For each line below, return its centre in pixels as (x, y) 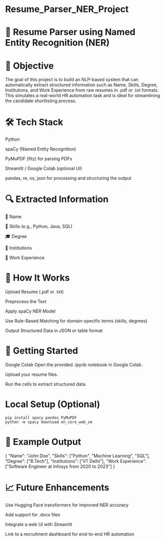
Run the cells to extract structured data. (46, 384)
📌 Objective (29, 66)
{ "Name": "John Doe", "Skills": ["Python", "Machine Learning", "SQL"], (78, 456)
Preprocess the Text (26, 302)
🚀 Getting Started (42, 351)
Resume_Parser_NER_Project (67, 9)
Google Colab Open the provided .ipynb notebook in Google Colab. (74, 365)
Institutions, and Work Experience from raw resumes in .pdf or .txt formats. (82, 90)
